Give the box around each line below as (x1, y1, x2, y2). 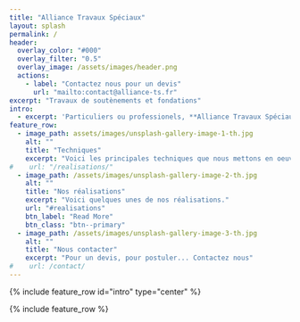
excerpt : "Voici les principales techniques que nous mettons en (25, 153, 274, 163)
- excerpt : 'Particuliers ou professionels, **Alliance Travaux (17, 112, 262, 121)
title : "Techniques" (25, 145, 102, 154)
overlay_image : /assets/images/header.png (17, 63, 178, 72)
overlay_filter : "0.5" (17, 54, 102, 63)
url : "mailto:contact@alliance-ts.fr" (32, 87, 178, 96)
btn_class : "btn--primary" (25, 220, 126, 229)
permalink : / (9, 29, 58, 38)
